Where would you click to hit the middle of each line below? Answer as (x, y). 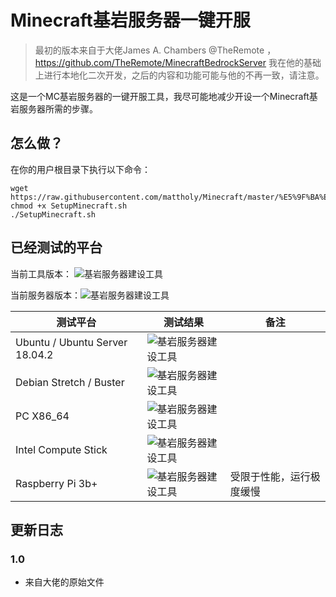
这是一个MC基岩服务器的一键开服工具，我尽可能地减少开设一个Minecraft (160, 96)
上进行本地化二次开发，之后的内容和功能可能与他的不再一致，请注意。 (179, 75)
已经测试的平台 (56, 247)
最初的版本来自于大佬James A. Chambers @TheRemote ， (155, 50)
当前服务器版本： (45, 295)
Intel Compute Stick (61, 449)
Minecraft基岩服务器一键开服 (130, 20)
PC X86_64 (42, 416)
